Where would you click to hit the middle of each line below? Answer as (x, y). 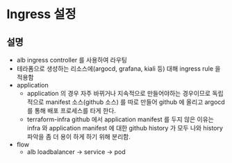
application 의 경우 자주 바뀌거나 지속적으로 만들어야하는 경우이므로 (119, 93)
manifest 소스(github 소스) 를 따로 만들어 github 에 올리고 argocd (135, 102)
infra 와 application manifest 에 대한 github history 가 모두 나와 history (125, 128)
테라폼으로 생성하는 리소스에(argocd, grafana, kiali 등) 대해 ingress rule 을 (118, 69)
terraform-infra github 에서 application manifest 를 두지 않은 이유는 (121, 119)
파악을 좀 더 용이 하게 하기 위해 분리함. (79, 137)
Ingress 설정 (41, 14)
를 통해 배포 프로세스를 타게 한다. (71, 111)
